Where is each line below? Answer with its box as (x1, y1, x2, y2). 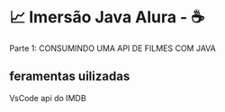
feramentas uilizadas (9, 69, 130, 84)
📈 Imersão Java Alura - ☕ (9, 7, 205, 28)
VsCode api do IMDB (9, 92, 87, 103)
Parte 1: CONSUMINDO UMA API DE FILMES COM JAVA (9, 42, 216, 54)
